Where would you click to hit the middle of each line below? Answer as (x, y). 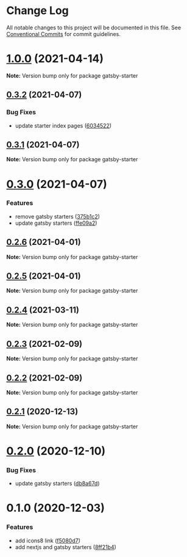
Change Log (37, 11)
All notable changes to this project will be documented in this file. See (94, 27)
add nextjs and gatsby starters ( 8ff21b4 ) (66, 547)
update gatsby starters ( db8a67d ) (57, 484)
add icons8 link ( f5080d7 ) (48, 541)
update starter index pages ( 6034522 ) (63, 125)
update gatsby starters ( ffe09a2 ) (56, 223)
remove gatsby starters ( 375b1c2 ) (58, 216)
